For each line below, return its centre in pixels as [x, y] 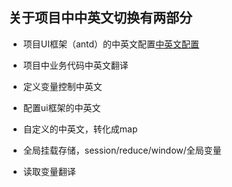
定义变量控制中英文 [62, 86]
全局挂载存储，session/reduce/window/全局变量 [122, 150]
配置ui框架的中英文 [61, 107]
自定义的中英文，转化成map [80, 129]
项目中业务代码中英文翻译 [75, 65]
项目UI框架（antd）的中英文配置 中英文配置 [111, 44]
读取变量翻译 [49, 171]
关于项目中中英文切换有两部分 [100, 18]
